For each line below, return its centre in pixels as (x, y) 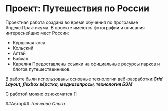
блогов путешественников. (42, 69)
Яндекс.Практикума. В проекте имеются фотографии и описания (75, 27)
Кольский (23, 48)
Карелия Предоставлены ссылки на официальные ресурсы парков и (86, 64)
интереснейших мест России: (37, 33)
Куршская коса (29, 42)
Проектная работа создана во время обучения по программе (72, 22)
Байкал (20, 58)
